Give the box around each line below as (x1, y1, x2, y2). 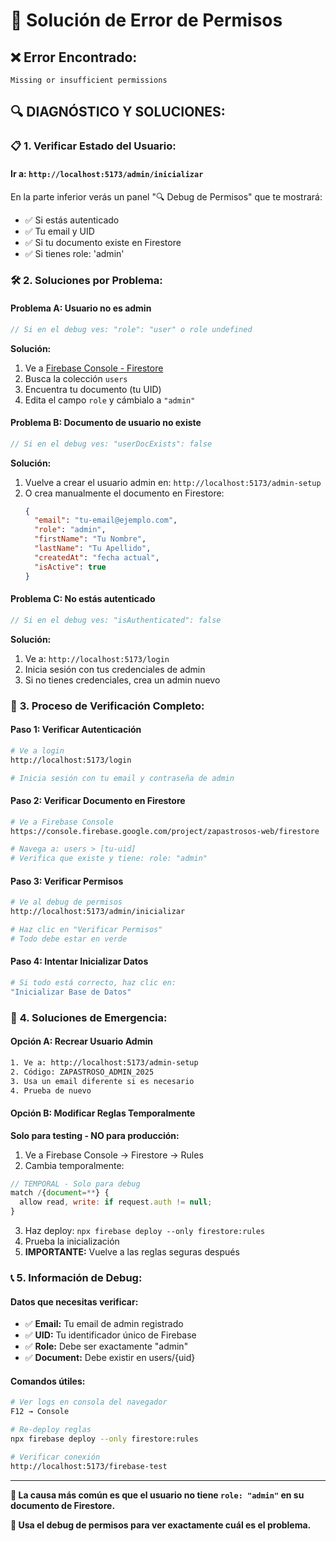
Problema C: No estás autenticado (10, 593, 156, 605)
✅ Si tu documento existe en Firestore (24, 236, 182, 248)
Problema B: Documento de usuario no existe (10, 417, 202, 429)
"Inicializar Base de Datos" (10, 987, 132, 997)
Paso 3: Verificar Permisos (10, 875, 124, 887)
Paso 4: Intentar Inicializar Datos (10, 955, 149, 968)
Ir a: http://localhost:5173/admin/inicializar (10, 167, 204, 179)
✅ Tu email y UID (24, 225, 95, 237)
